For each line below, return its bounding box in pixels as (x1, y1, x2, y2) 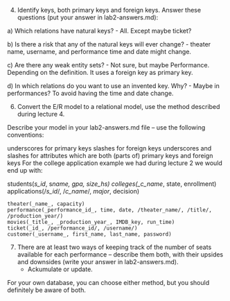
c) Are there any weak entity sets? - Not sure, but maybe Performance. (7, 61, 210, 69)
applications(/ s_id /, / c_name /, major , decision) (7, 187, 140, 195)
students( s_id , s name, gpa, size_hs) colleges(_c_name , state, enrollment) (7, 180, 217, 188)
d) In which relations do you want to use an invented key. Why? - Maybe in (7, 82, 220, 89)
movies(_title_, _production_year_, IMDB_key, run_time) (7, 218, 175, 225)
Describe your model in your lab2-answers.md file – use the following (7, 123, 206, 131)
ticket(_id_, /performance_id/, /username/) (7, 225, 138, 232)
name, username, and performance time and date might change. (7, 48, 192, 55)
